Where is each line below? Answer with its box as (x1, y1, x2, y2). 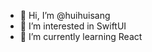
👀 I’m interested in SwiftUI (19, 20, 127, 32)
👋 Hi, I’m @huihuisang (19, 10, 111, 21)
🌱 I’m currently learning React (19, 31, 143, 42)
